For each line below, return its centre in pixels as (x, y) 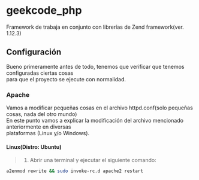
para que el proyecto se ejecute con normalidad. (66, 79)
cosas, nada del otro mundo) (42, 114)
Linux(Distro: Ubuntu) (34, 147)
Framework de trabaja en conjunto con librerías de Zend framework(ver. (95, 27)
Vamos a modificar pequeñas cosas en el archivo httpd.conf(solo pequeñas (99, 108)
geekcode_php (44, 10)
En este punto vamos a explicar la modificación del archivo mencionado (95, 121)
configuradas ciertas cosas (40, 73)
